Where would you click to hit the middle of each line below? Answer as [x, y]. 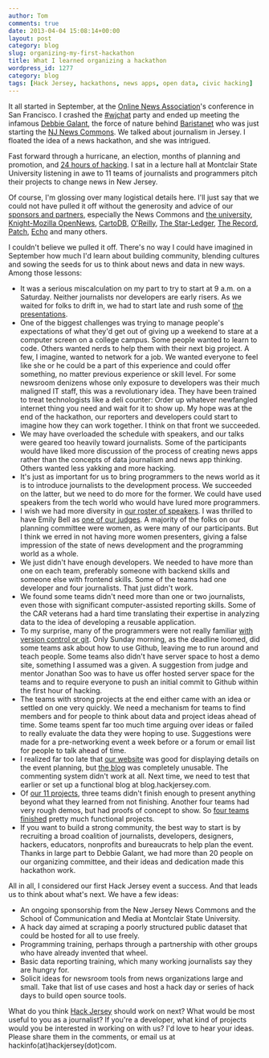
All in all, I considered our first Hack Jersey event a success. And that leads [133, 886]
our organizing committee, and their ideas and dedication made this [132, 862]
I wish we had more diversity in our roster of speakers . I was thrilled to [136, 510]
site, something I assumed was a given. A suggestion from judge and [134, 664]
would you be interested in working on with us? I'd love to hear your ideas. [131, 1028]
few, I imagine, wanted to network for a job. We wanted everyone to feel [139, 357]
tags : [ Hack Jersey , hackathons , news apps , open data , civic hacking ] [130, 83]
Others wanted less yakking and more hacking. [98, 468]
